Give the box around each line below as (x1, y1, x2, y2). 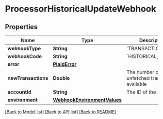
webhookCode (7, 53, 42, 59)
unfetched (126, 75, 150, 81)
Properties (5, 23, 38, 31)
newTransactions (7, 75, 49, 81)
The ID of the (126, 89, 156, 95)
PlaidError (52, 61, 77, 67)
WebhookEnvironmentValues (52, 97, 122, 103)
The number (126, 69, 154, 75)
